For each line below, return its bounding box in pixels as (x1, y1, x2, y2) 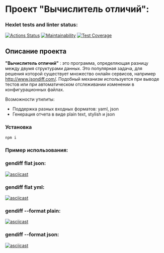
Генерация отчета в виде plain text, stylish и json (12, 111, 115, 118)
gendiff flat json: (5, 160, 46, 167)
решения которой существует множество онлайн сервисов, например (5, 71, 156, 77)
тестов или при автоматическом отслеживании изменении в (5, 81, 135, 88)
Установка (5, 124, 32, 130)
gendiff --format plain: (5, 208, 61, 215)
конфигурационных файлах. (5, 87, 65, 93)
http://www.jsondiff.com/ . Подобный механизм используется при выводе (5, 76, 160, 82)
